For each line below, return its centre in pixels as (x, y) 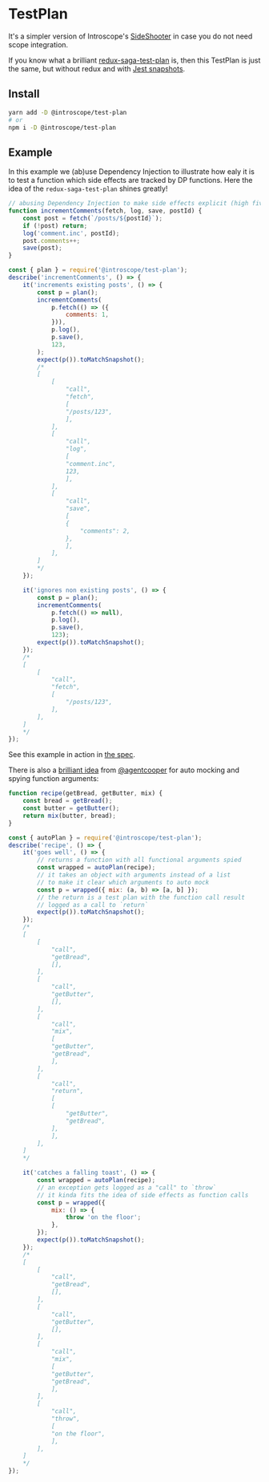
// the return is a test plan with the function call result (141, 897)
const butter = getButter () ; (71, 808)
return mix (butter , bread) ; (69, 816)
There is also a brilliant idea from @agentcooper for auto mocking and (124, 770)
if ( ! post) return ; (55, 225)
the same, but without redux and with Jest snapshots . (97, 68)
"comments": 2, (105, 531)
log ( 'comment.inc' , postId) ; (71, 233)
